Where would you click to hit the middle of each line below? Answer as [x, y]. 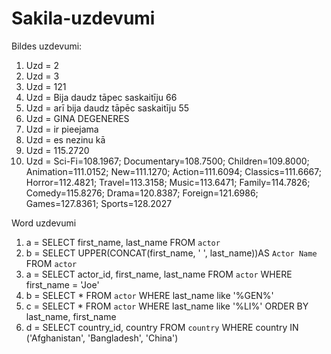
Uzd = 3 [42, 76]
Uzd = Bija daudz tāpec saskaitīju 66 [101, 97]
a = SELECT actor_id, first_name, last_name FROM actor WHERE [159, 274]
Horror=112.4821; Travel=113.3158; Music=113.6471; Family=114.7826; [168, 182]
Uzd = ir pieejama [62, 129]
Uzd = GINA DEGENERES [77, 118]
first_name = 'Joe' [62, 284]
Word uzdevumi [44, 223]
